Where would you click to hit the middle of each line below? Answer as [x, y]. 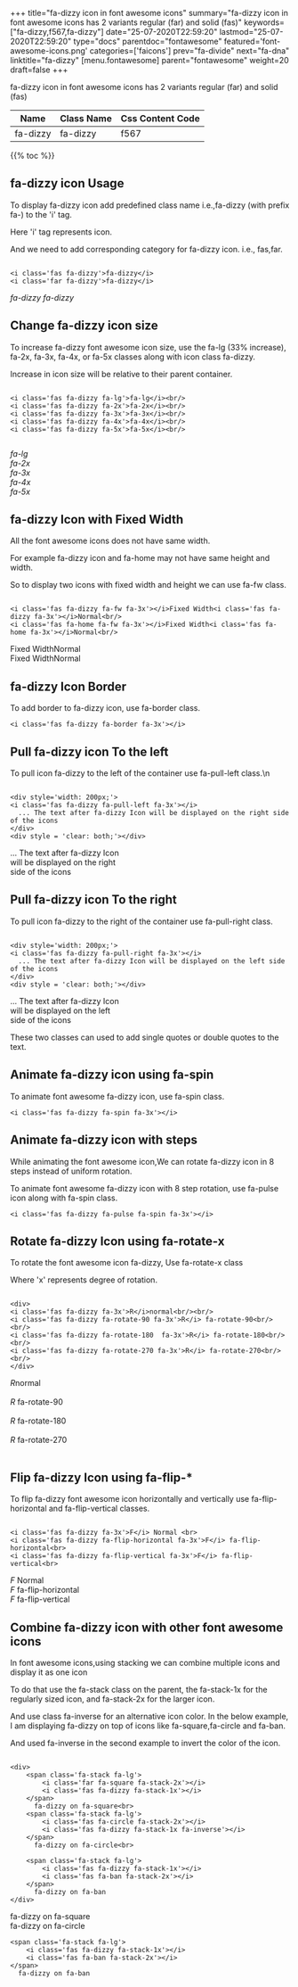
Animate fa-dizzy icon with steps [104, 1140]
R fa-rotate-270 [39, 1440]
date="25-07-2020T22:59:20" [162, 32]
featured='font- [252, 41]
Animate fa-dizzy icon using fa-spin [112, 1075]
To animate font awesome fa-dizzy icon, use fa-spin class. [117, 1096]
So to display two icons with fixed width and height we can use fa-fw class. [149, 585]
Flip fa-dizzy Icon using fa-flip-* [102, 1477]
